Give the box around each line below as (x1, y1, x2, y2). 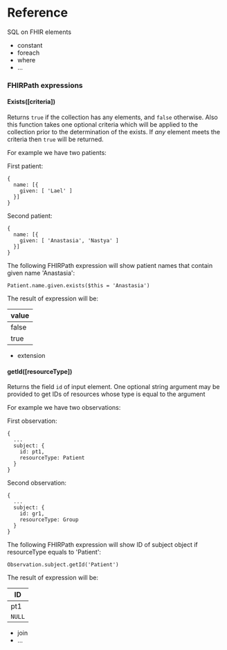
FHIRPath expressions (7, 80, 83, 90)
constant (17, 41, 43, 49)
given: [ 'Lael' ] (19, 188, 73, 195)
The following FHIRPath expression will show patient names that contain (7, 262, 213, 270)
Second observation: (7, 479, 67, 487)
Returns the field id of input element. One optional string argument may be (7, 383, 220, 391)
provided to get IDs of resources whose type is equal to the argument (7, 390, 206, 399)
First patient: (7, 162, 44, 170)
